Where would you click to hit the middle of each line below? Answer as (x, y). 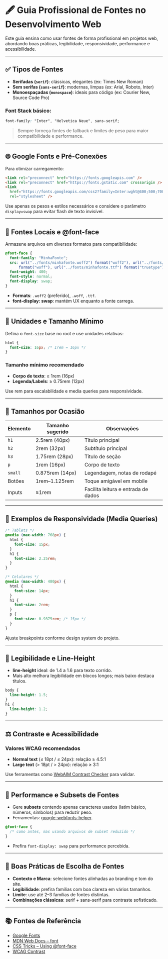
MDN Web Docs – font (35, 941)
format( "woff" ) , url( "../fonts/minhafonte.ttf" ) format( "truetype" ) (91, 267)
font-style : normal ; (31, 277)
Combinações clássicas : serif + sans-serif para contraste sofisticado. (85, 900)
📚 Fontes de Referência (43, 921)
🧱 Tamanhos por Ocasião (45, 411)
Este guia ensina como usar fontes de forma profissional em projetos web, (82, 38)
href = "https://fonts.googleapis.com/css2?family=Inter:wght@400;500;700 (87, 192)
